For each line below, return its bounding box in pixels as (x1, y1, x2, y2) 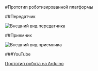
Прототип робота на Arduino (5, 61, 64, 66)
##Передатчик (5, 14, 35, 19)
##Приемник (5, 33, 33, 38)
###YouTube (5, 51, 31, 57)
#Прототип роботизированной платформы (5, 4, 93, 10)
